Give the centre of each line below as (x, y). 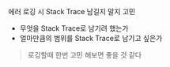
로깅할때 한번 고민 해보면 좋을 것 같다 (85, 55)
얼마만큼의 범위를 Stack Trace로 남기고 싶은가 (91, 38)
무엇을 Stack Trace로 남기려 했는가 (74, 28)
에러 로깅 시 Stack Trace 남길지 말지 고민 (72, 11)
